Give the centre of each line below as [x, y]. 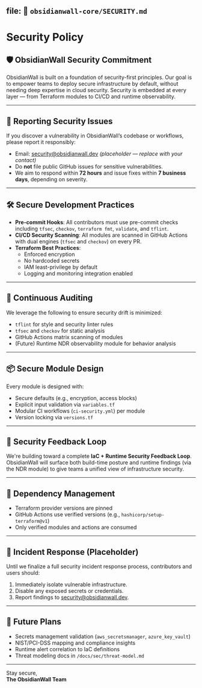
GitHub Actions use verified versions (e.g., [67, 514]
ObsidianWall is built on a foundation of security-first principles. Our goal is [99, 77]
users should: [23, 573]
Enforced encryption [49, 254]
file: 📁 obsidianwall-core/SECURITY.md [77, 11]
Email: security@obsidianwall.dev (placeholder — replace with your [99, 154]
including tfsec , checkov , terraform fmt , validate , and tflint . [92, 229]
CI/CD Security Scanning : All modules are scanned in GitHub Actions [101, 235]
